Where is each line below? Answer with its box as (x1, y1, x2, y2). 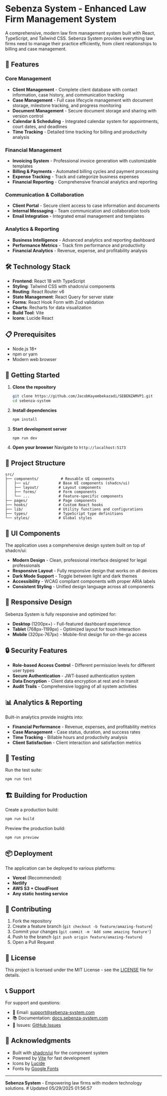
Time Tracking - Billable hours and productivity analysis (12, 734, 128, 740)
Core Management (5, 75, 51, 82)
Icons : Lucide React (12, 315, 54, 321)
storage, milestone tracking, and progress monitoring (12, 102, 122, 108)
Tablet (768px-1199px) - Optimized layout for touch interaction (12, 626, 141, 632)
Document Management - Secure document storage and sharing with (12, 107, 157, 113)
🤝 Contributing (5, 905, 52, 913)
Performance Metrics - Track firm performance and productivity (12, 242, 146, 248)
